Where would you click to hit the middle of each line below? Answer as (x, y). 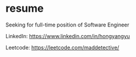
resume (25, 9)
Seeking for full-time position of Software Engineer (67, 25)
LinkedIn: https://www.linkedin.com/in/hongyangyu (68, 36)
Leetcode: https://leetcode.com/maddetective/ (62, 47)
